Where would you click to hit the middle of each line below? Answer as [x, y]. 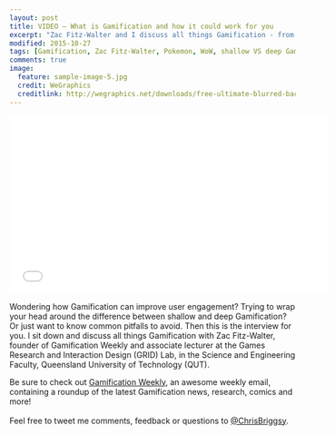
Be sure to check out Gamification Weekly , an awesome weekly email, [140, 381]
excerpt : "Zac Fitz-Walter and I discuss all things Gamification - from [152, 35]
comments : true [38, 60]
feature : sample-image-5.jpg [73, 77]
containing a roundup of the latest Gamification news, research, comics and [151, 391]
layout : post [34, 18]
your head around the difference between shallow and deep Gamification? [148, 316]
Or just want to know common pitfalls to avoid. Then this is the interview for [151, 326]
